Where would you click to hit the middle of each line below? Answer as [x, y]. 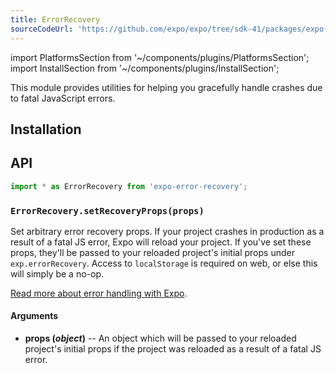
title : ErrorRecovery [55, 19]
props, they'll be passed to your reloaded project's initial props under [152, 252]
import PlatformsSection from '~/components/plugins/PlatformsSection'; [160, 57]
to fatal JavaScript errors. [63, 98]
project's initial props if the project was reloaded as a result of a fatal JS [173, 349]
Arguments [34, 316]
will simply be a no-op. [57, 273]
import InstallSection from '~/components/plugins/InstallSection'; [145, 68]
